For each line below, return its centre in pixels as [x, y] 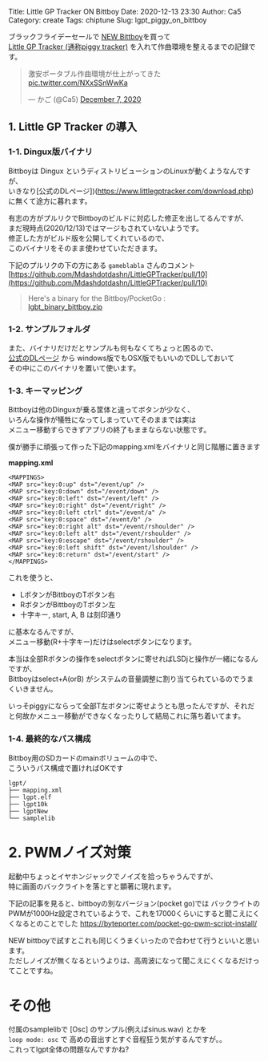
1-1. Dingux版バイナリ [51, 152]
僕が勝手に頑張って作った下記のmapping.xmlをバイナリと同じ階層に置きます [134, 447]
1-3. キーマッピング [46, 391]
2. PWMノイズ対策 [70, 852]
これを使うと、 [33, 578]
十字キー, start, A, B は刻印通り [71, 615]
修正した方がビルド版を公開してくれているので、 [89, 238]
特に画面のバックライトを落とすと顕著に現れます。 [92, 886]
